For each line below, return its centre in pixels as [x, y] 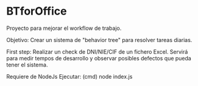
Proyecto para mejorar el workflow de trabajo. [64, 28]
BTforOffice [37, 11]
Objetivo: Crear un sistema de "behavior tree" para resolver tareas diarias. [99, 40]
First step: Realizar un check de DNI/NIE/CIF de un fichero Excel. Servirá [97, 52]
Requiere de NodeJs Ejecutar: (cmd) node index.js [69, 76]
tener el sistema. [27, 65]
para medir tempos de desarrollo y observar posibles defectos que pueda [99, 58]
